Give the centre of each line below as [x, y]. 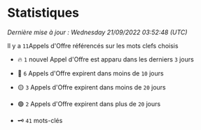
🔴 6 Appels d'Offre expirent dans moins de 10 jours [90, 73]
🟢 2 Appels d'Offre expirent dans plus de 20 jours [89, 103]
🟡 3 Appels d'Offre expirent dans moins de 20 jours [91, 87]
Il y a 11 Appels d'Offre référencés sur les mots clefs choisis [93, 45]
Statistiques [43, 13]
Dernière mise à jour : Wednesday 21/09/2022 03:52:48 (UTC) [97, 32]
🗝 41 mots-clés [40, 120]
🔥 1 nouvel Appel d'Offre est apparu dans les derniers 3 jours [105, 59]
